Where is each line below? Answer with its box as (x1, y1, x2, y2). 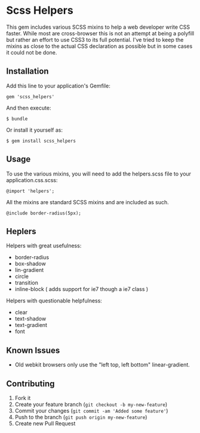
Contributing (6, 379, 55, 389)
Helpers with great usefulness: (6, 242, 82, 249)
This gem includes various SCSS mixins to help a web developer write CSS (6, 23, 190, 31)
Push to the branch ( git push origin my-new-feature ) (14, 414, 147, 420)
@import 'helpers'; (6, 188, 55, 194)
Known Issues (6, 345, 60, 355)
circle (14, 273, 29, 280)
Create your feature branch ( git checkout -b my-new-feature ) (14, 401, 168, 408)
